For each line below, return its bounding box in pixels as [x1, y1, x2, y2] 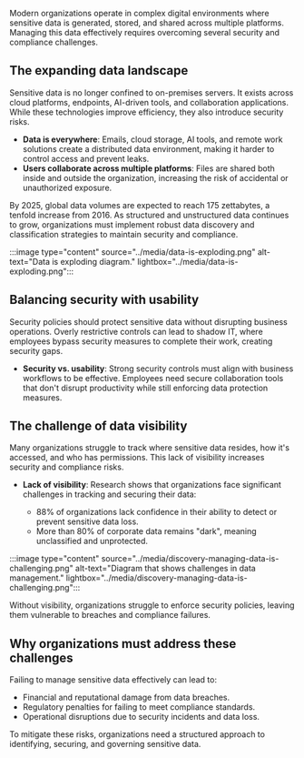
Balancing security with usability [9, 292, 200, 308]
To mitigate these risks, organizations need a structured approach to [9, 729, 266, 740]
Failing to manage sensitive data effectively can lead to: [9, 674, 218, 685]
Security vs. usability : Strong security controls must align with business [22, 363, 294, 374]
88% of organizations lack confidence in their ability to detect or [35, 507, 278, 518]
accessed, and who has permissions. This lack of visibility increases [9, 452, 265, 463]
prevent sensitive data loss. [35, 516, 139, 527]
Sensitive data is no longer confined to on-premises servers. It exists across [9, 86, 294, 98]
